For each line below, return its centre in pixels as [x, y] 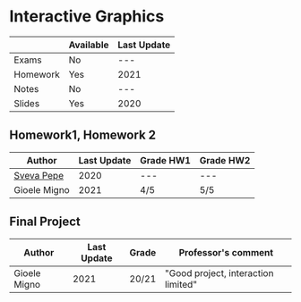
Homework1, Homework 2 [83, 135]
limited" [181, 284]
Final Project [45, 222]
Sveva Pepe [39, 175]
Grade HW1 [165, 160]
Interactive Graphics [87, 17]
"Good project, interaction [219, 273]
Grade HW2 [225, 160]
